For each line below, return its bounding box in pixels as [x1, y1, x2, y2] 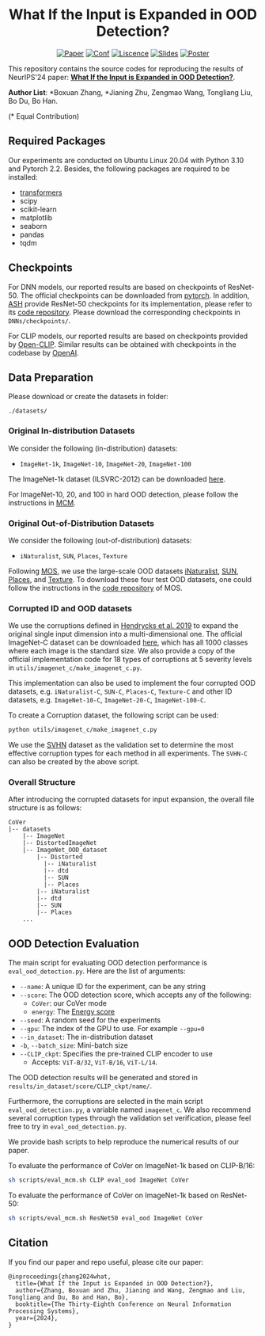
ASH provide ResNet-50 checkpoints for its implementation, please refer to [8, 299, 252, 308]
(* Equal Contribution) [8, 111, 80, 120]
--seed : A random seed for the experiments [19, 1015, 161, 1025]
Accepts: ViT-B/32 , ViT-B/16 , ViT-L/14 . [31, 1057, 158, 1067]
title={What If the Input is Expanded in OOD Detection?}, [15, 1279, 214, 1288]
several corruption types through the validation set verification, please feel [8, 1113, 252, 1123]
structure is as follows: [8, 803, 82, 813]
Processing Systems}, [8, 1307, 80, 1315]
